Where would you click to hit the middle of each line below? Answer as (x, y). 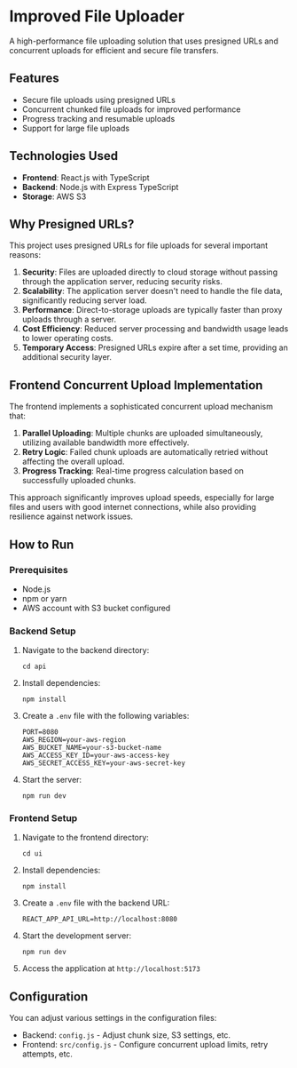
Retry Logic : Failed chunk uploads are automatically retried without (145, 452)
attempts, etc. (47, 1054)
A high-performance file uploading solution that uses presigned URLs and (144, 41)
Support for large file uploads (76, 128)
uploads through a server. (69, 319)
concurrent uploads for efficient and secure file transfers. (114, 50)
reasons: (25, 255)
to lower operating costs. (67, 339)
